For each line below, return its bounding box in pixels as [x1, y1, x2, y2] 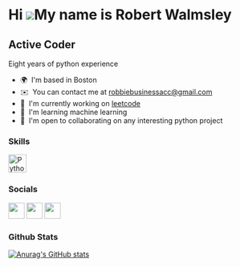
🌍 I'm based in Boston [19, 75, 98, 84]
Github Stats [8, 231, 59, 242]
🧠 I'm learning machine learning [19, 107, 128, 117]
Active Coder [8, 38, 76, 51]
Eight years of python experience [8, 59, 119, 68]
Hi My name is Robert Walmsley [8, 6, 232, 24]
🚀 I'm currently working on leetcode [19, 99, 140, 108]
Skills [8, 135, 31, 146]
